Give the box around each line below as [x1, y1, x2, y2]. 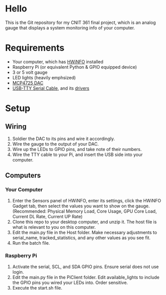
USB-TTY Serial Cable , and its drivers [12, 85, 89, 91]
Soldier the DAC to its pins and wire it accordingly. [12, 136, 115, 142]
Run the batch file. [12, 240, 50, 246]
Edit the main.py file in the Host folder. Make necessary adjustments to [12, 229, 158, 235]
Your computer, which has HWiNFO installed [12, 58, 103, 65]
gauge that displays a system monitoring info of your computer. [5, 24, 135, 30]
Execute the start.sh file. [12, 285, 63, 291]
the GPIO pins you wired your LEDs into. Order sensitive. [12, 280, 128, 286]
